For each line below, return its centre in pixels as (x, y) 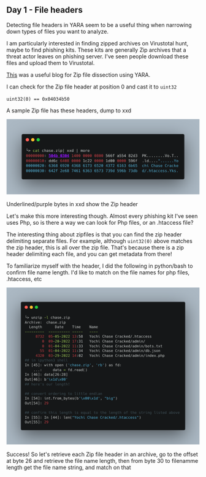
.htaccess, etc (24, 279)
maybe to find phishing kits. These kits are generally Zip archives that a (96, 50)
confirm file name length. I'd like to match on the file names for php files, (98, 273)
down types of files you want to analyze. (58, 31)
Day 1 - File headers (44, 10)
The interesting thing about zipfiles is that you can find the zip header (94, 235)
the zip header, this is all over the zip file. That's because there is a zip (95, 247)
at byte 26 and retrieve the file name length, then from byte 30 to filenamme (102, 460)
